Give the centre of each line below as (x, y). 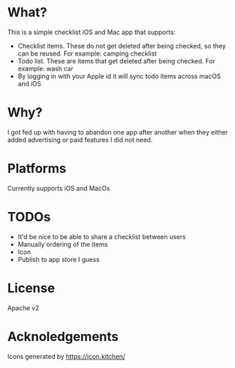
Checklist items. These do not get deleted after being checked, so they (122, 46)
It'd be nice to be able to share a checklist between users (102, 236)
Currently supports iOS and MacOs (59, 188)
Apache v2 (23, 307)
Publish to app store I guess (58, 259)
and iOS (29, 83)
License (31, 288)
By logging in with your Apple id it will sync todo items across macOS (119, 76)
